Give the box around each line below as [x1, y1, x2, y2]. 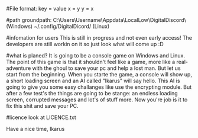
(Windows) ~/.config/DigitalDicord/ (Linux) [6, 23, 110, 30]
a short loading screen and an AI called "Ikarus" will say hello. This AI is [6, 77, 180, 84]
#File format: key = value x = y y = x [6, 5, 94, 12]
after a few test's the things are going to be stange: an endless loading [6, 90, 178, 97]
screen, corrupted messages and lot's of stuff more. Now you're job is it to [6, 96, 188, 103]
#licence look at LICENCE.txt [6, 114, 76, 121]
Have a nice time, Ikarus [6, 126, 65, 132]
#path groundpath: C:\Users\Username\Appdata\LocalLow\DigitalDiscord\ [6, 17, 186, 23]
